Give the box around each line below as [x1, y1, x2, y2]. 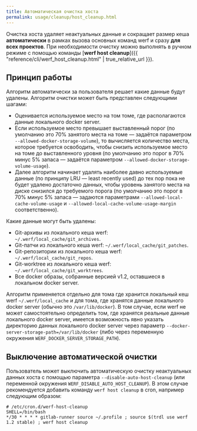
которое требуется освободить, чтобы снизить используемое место [14, 143, 188, 151]
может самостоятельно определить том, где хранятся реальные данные [6, 309, 190, 316]
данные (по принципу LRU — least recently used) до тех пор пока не [14, 175, 185, 182]
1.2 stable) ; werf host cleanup [6, 420, 88, 426]
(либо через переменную [99, 328, 164, 335]
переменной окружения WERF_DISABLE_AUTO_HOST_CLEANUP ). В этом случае [6, 380, 188, 387]
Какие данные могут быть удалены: [6, 218, 96, 225]
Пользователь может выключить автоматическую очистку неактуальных [6, 367, 192, 375]
